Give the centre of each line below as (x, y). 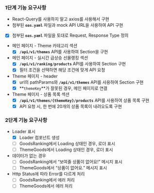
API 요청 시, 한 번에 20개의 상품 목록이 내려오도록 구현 (71, 106)
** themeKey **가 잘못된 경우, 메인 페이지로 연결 (63, 88)
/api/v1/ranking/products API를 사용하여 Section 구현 (73, 64)
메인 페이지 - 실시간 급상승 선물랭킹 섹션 (50, 58)
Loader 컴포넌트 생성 (39, 138)
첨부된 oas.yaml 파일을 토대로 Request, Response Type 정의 (70, 35)
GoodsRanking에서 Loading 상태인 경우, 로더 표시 (67, 144)
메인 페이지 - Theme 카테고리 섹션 (45, 46)
